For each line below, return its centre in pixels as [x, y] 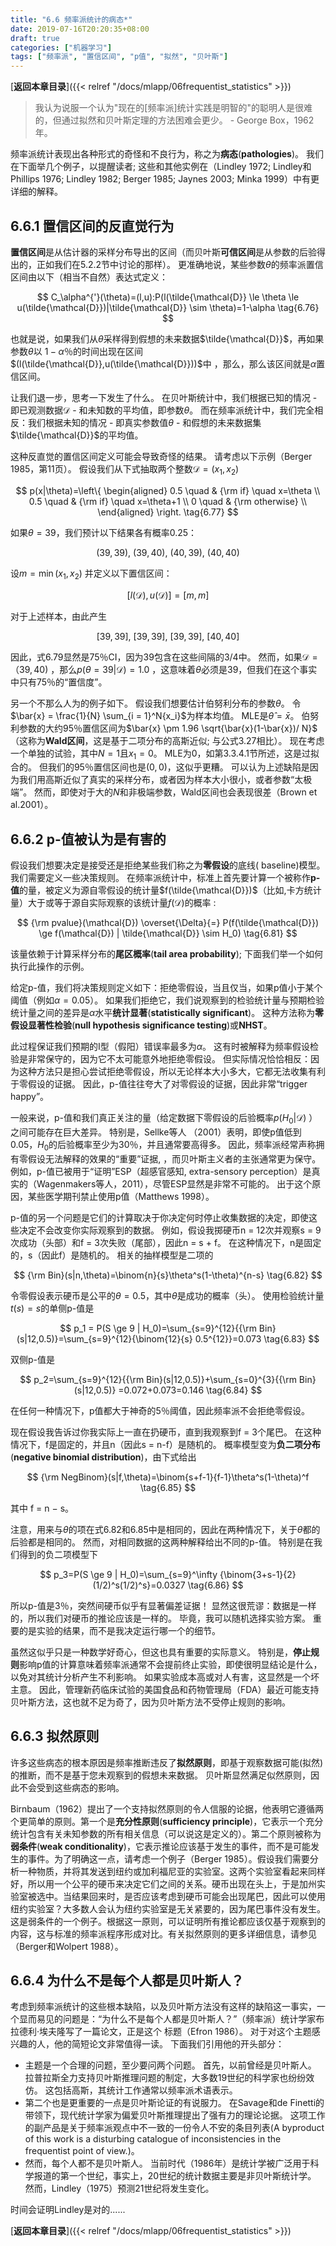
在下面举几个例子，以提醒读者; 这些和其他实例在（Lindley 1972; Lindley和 [161, 167]
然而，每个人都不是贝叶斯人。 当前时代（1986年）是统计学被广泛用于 [167, 2163]
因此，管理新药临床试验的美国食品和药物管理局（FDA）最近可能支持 [179, 1689]
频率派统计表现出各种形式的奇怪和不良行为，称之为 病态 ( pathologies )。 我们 [167, 154]
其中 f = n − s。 [42, 1508]
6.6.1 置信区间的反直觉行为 [92, 226]
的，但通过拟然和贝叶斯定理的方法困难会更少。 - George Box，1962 [174, 120]
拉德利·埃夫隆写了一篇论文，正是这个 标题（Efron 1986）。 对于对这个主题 [161, 2032]
